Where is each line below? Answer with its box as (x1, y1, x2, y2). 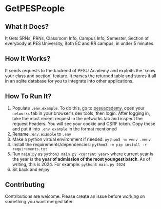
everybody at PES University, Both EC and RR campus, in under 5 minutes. (5, 41, 155, 46)
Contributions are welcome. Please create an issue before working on (5, 193, 145, 199)
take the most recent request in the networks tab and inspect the (12, 115, 143, 121)
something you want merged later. (5, 199, 74, 205)
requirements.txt (12, 146, 48, 151)
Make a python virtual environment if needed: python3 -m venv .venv (12, 136, 151, 142)
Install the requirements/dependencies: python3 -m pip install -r (12, 141, 147, 147)
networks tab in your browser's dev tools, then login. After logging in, (12, 110, 150, 116)
